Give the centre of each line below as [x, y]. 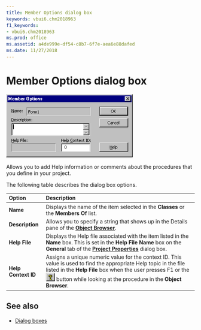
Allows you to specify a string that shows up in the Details [117, 221]
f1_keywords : [22, 25]
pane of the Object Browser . [81, 228]
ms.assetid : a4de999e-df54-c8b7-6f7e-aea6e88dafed [71, 44]
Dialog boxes [31, 320]
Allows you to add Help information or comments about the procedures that [99, 166]
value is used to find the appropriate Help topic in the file [115, 264]
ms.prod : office [26, 38]
